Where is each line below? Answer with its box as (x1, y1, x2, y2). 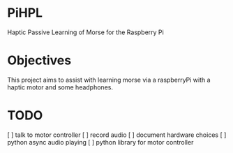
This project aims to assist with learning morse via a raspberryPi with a (7, 75, 211, 84)
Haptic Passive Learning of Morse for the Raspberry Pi (7, 28, 164, 36)
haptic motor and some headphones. (7, 82, 114, 92)
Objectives (7, 52, 72, 68)
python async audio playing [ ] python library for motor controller (7, 138, 194, 146)
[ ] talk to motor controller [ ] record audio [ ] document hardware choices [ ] (7, 131, 227, 139)
